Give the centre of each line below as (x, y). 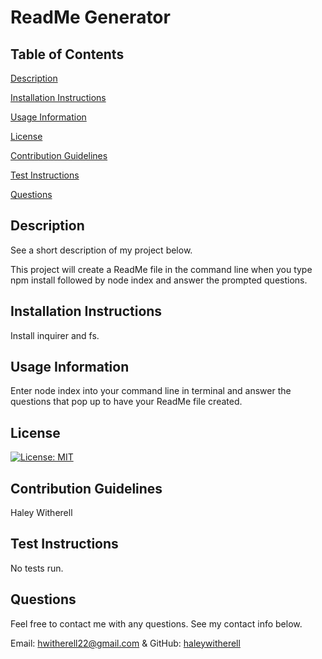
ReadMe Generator (90, 17)
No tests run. (37, 568)
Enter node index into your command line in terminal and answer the (151, 391)
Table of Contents (67, 54)
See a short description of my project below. (101, 250)
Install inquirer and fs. (55, 335)
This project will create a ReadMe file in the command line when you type (161, 269)
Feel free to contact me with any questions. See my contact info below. (156, 623)
